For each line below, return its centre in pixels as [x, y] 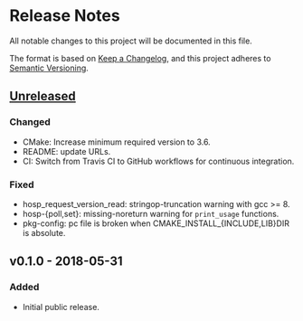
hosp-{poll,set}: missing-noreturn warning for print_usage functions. [151, 213]
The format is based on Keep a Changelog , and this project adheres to [140, 58]
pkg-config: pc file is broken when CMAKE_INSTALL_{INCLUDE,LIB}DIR [156, 223]
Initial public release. [61, 307]
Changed [30, 122]
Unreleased [43, 96]
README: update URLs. [66, 151]
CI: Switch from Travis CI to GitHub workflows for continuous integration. [158, 161]
